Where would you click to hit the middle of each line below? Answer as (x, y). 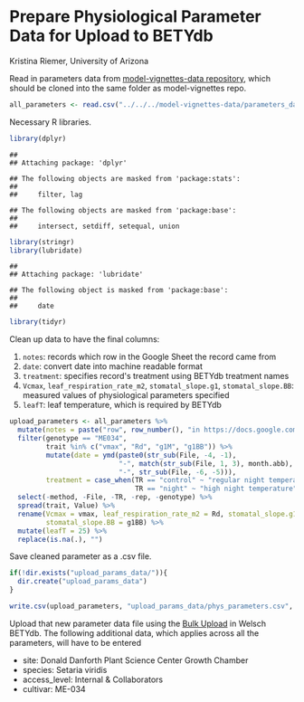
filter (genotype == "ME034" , (72, 439)
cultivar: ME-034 (54, 688)
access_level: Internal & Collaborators (93, 679)
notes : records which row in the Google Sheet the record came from (149, 357)
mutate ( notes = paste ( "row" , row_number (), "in (109, 430)
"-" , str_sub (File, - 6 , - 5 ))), (178, 472)
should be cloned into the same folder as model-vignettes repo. (128, 88)
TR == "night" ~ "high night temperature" (216, 489)
